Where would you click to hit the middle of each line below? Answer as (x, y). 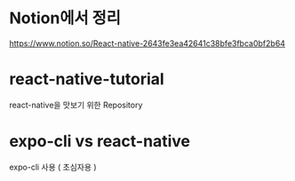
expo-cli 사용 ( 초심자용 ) (53, 167)
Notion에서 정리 (65, 18)
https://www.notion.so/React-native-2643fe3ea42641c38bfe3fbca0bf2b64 (147, 43)
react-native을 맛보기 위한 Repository (76, 105)
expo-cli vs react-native (100, 142)
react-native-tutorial (87, 79)
